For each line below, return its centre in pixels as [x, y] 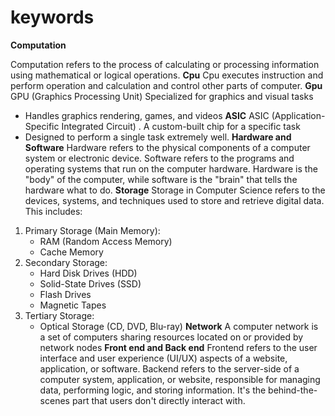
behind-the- [293, 390]
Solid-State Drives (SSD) [90, 283]
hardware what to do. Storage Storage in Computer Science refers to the [175, 190]
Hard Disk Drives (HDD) [88, 273]
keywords [52, 17]
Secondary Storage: [66, 262]
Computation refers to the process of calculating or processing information [165, 64]
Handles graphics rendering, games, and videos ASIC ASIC [147, 115]
